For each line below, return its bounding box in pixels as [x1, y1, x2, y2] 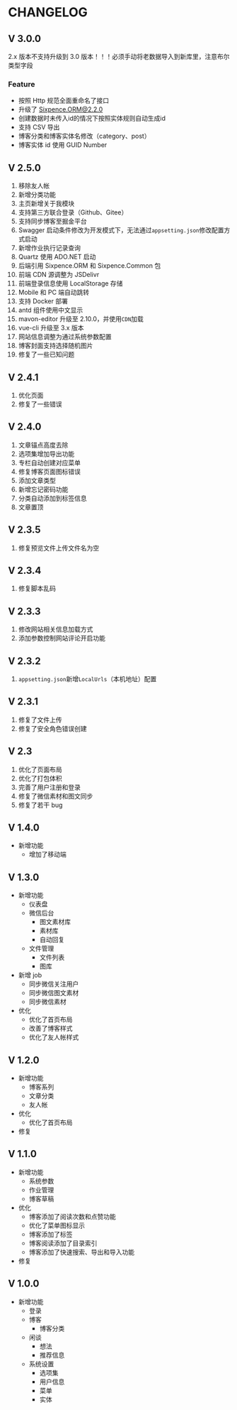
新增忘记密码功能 [18, 484, 69, 494]
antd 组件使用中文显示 [18, 306, 83, 315]
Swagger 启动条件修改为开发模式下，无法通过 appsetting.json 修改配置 [18, 226, 225, 234]
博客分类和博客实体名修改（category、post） [18, 132, 151, 141]
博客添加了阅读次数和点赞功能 [28, 1212, 116, 1220]
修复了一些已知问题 [18, 350, 75, 359]
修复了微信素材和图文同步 [18, 791, 93, 800]
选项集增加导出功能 [18, 449, 75, 458]
